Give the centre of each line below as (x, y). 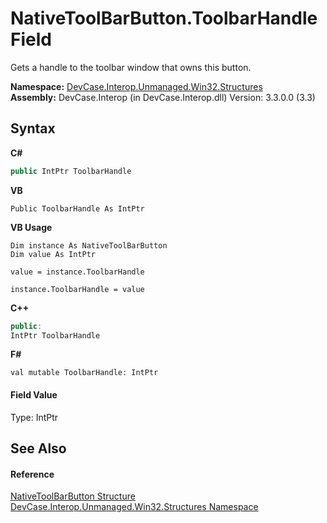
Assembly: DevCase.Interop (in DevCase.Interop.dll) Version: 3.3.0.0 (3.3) (163, 97)
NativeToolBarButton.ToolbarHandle (164, 18)
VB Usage (31, 227)
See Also (38, 448)
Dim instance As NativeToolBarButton (89, 245)
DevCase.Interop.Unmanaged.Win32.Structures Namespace (134, 507)
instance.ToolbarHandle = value (77, 289)
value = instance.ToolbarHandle (77, 272)
